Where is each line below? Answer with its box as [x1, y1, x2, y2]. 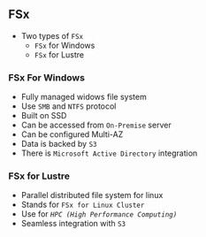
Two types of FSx [20, 30, 84, 41]
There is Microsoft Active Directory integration [20, 148, 198, 158]
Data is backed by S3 [20, 139, 97, 149]
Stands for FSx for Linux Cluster [20, 199, 145, 210]
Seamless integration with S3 [20, 218, 126, 229]
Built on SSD [20, 111, 67, 121]
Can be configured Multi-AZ [20, 129, 124, 140]
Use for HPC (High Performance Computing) [20, 209, 178, 219]
